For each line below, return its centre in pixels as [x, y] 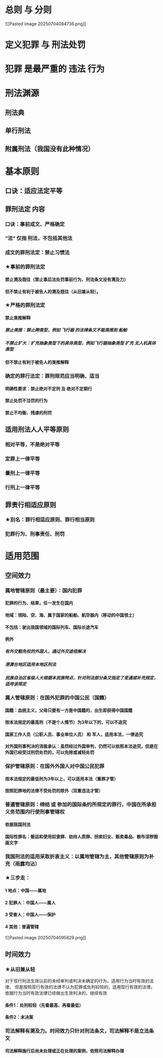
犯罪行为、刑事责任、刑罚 [35, 534]
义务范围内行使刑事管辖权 [35, 812]
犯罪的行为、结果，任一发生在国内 [39, 603]
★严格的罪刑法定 [25, 305]
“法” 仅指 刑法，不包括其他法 [39, 238]
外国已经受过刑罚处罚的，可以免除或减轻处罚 [50, 752]
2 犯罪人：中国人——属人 [30, 902]
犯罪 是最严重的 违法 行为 [55, 69]
